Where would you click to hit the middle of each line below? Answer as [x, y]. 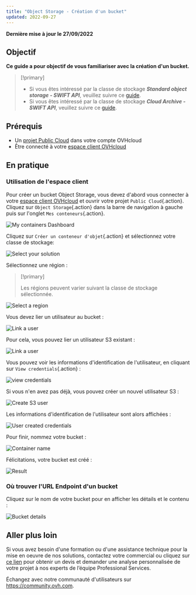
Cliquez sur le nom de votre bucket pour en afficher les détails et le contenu [97, 499]
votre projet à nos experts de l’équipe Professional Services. [78, 568]
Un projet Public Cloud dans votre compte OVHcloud [78, 140]
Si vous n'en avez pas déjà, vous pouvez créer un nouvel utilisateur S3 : [93, 391]
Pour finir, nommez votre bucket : [46, 437]
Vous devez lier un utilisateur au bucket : [55, 317]
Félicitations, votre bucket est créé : [49, 459]
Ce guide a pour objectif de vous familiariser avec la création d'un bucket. [98, 66]
